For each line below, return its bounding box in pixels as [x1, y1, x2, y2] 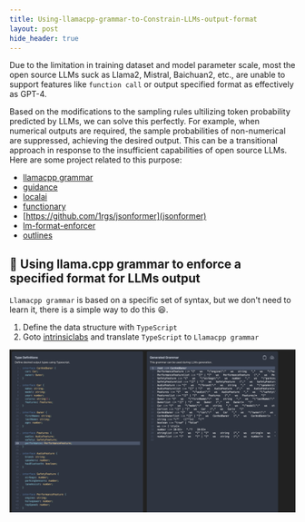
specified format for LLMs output [9, 271, 202, 286]
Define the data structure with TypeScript [22, 322, 178, 333]
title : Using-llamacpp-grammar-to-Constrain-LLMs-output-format [9, 15, 258, 24]
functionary [22, 201, 66, 212]
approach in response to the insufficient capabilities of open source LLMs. [9, 145, 288, 156]
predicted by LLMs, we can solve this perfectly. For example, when [9, 116, 261, 127]
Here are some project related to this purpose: [9, 154, 182, 165]
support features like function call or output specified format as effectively [9, 79, 295, 90]
